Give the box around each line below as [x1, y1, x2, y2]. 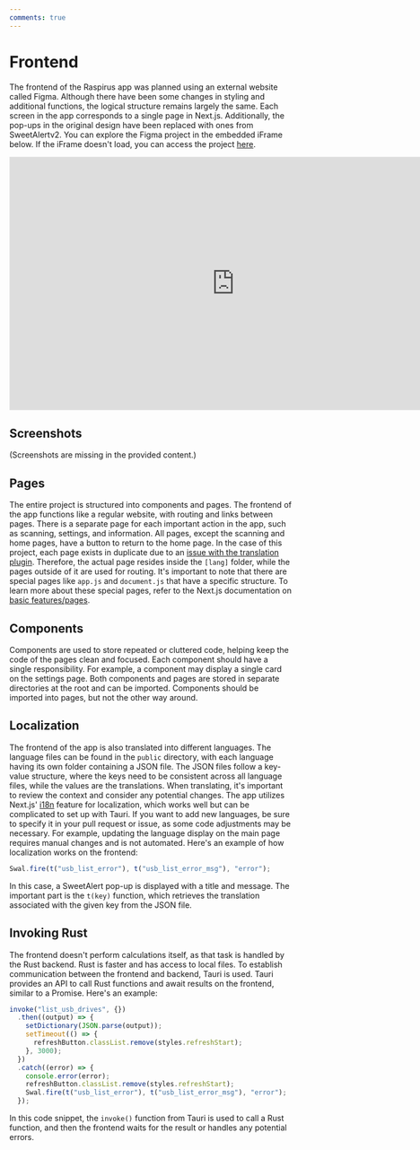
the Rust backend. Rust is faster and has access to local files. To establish [9, 959, 283, 970]
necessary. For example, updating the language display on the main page [9, 827, 281, 839]
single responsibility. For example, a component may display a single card [9, 664, 283, 674]
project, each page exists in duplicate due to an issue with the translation [9, 547, 280, 558]
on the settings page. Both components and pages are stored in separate [9, 674, 280, 684]
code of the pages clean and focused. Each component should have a [9, 654, 269, 665]
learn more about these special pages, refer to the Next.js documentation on [9, 585, 292, 597]
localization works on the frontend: [9, 847, 138, 858]
